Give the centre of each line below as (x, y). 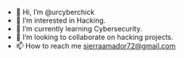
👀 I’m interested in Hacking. (61, 20)
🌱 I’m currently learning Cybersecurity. (79, 29)
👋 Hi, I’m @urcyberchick (55, 12)
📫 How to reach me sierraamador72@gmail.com (96, 46)
